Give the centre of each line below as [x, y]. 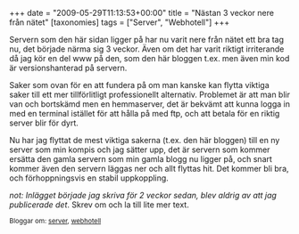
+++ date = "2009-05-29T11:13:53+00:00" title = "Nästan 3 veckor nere [142, 13]
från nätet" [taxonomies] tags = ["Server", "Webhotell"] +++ [120, 22]
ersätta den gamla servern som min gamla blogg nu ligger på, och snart [141, 159]
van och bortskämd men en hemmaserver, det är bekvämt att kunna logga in [149, 104]
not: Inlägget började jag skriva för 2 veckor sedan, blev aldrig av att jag [143, 195]
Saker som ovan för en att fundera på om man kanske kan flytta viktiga [139, 85]
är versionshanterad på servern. [68, 68]
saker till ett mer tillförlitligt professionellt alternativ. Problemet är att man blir [149, 94]
